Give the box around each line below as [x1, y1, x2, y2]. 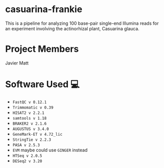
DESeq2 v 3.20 [12, 158, 42, 163]
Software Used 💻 [5, 79, 80, 90]
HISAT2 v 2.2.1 [12, 110, 45, 116]
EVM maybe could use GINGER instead [12, 147, 88, 153]
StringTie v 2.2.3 [12, 137, 51, 142]
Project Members [5, 43, 79, 55]
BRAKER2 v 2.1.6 [12, 121, 47, 126]
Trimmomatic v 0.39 [12, 105, 54, 110]
